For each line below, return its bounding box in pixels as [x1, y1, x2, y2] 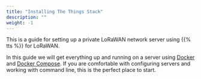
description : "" [6, 14, 47, 20]
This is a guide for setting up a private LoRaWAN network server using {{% [6, 36, 191, 43]
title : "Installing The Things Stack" [6, 8, 103, 15]
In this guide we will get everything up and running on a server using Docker [6, 54, 195, 61]
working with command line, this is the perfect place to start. [6, 67, 156, 74]
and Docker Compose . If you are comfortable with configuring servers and [6, 60, 191, 67]
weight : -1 [6, 20, 34, 26]
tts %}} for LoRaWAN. [6, 42, 60, 49]
